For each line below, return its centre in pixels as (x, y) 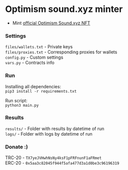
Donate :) (17, 147)
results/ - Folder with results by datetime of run (55, 129)
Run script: (16, 100)
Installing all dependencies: (33, 86)
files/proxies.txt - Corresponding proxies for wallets (61, 52)
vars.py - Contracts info (30, 63)
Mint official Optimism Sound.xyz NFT (51, 23)
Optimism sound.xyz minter (64, 9)
